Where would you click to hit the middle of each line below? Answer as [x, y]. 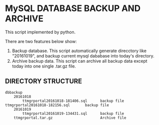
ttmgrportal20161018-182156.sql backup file [57, 105]
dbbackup [14, 92]
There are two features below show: [41, 41]
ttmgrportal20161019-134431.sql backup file [73, 113]
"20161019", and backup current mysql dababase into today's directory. [83, 56]
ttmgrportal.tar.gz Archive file [70, 118]
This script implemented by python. [40, 32]
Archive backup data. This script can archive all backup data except [79, 61]
